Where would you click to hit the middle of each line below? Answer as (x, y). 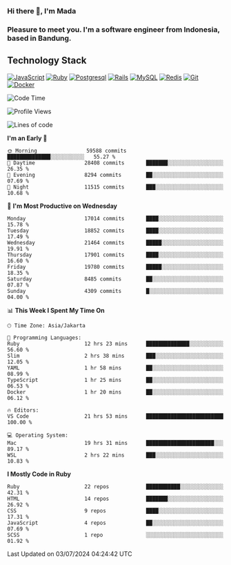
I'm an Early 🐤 (27, 138)
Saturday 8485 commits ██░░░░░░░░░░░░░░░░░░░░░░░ (115, 279)
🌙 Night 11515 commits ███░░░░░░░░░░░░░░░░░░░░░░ (115, 187)
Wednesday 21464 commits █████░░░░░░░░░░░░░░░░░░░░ (115, 242)
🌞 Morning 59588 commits (67, 151)
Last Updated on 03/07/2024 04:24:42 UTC (70, 554)
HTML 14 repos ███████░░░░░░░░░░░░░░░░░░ (115, 499)
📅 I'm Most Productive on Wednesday (62, 206)
